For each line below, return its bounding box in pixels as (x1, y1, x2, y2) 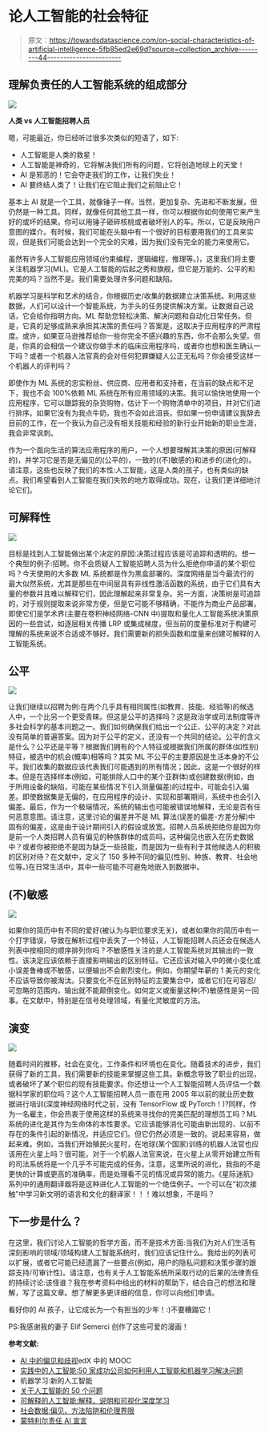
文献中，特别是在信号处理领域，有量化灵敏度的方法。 (29, 996, 205, 1006)
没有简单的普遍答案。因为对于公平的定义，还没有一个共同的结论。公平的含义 (8, 732, 261, 741)
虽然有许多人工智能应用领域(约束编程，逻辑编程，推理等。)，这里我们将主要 (8, 254, 256, 263)
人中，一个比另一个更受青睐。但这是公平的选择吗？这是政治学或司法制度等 (8, 712, 254, 721)
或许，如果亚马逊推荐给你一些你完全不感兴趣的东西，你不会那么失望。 (22, 331, 254, 340)
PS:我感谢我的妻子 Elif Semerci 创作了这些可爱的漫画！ (8, 1322, 190, 1331)
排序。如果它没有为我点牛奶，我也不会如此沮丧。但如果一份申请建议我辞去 (14, 407, 261, 417)
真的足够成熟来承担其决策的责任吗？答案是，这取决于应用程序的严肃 (29, 321, 254, 331)
